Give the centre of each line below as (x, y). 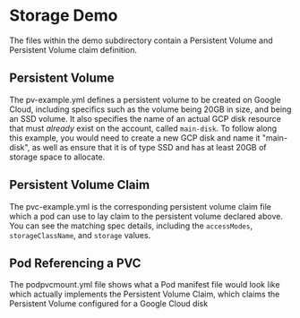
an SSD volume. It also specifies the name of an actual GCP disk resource (146, 118)
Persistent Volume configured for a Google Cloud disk (109, 304)
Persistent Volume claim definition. (73, 49)
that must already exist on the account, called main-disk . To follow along (143, 128)
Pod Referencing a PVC (75, 263)
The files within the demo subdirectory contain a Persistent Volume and (141, 40)
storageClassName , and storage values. (80, 235)
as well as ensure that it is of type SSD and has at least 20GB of (149, 147)
